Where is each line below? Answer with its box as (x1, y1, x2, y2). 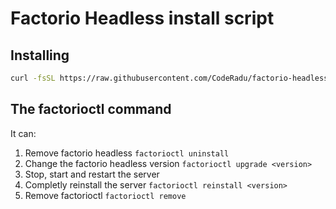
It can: (10, 127, 37, 139)
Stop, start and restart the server (24, 168, 160, 180)
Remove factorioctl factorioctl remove (24, 189, 187, 201)
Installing (10, 47, 70, 64)
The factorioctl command (10, 101, 172, 118)
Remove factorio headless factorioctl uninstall (24, 147, 230, 159)
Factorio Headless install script (10, 7, 275, 30)
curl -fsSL (10, 73, 56, 83)
